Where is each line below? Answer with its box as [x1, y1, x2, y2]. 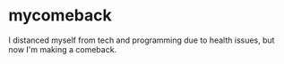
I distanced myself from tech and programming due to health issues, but [8, 35, 275, 45]
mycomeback [8, 5, 113, 26]
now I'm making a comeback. [8, 44, 117, 54]
